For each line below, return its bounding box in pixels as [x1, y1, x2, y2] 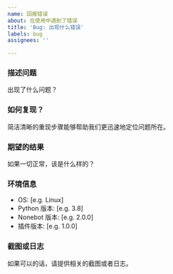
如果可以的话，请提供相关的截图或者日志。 [7, 259, 132, 268]
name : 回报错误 [7, 10, 48, 18]
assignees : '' [7, 37, 50, 44]
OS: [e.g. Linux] [17, 196, 64, 204]
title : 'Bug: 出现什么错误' [7, 23, 84, 31]
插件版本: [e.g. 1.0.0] [17, 222, 78, 231]
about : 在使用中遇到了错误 [7, 17, 78, 24]
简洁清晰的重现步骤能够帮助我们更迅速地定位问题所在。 [7, 122, 169, 131]
